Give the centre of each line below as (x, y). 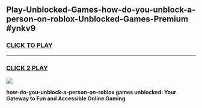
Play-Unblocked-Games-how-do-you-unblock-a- (101, 10)
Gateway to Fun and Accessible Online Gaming (66, 98)
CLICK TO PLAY (29, 45)
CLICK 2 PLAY (27, 68)
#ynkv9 (21, 28)
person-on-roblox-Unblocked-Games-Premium (97, 19)
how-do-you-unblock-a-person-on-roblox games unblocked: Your (91, 92)
